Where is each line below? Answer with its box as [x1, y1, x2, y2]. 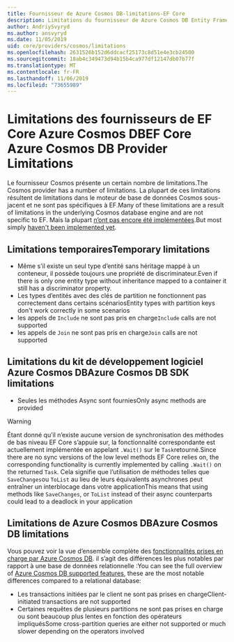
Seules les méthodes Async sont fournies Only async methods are [17, 396, 207, 405]
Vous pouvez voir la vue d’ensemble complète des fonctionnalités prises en [7, 547, 224, 555]
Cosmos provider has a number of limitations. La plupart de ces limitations [7, 186, 221, 195]
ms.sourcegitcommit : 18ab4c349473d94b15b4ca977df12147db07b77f [7, 56, 195, 63]
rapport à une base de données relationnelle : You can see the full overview [7, 561, 223, 570]
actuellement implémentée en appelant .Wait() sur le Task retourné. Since [7, 445, 217, 453]
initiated [17, 597, 40, 606]
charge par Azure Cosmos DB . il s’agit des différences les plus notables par [7, 554, 224, 563]
